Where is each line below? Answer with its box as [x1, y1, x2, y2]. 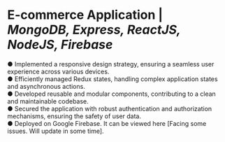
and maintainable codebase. [7, 97, 89, 105]
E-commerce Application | [7, 7, 163, 23]
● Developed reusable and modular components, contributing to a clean [7, 90, 217, 98]
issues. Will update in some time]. [7, 127, 104, 135]
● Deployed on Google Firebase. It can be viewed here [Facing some [7, 119, 207, 127]
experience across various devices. [7, 67, 110, 76]
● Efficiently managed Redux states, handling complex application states [7, 74, 218, 83]
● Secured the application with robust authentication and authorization [7, 104, 212, 113]
